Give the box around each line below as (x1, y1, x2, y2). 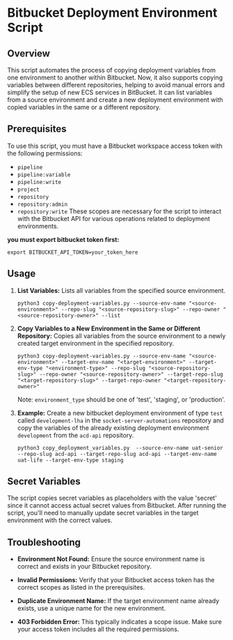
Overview (7, 47, 51, 59)
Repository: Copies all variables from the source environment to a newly (17, 331, 226, 340)
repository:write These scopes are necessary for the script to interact (17, 207, 221, 215)
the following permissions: (7, 148, 83, 158)
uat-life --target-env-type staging (17, 457, 124, 464)
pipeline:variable (17, 171, 71, 178)
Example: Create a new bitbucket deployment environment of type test (17, 409, 223, 417)
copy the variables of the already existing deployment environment (17, 423, 209, 432)
